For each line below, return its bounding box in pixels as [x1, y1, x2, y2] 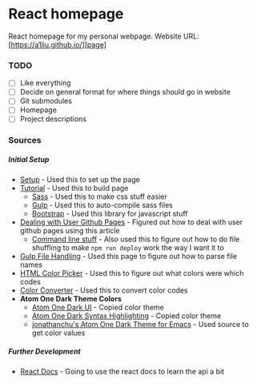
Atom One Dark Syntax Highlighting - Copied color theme [31, 311, 222, 321]
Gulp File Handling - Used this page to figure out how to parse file [19, 252, 238, 261]
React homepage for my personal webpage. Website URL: [8, 31, 200, 41]
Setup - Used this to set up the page [19, 175, 140, 184]
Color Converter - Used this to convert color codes [19, 285, 188, 295]
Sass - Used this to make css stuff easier [31, 192, 168, 201]
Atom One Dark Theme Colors [19, 294, 122, 304]
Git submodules [19, 96, 72, 106]
